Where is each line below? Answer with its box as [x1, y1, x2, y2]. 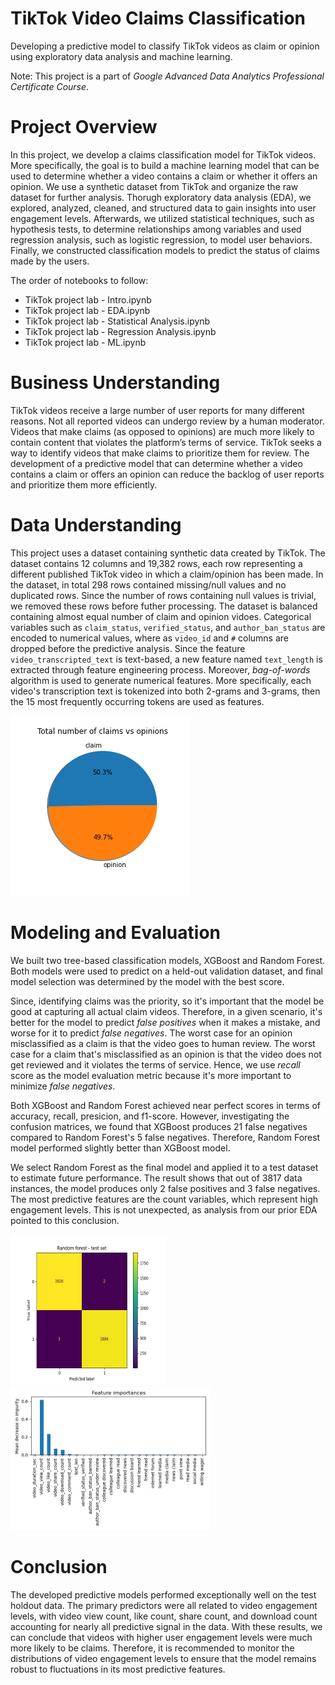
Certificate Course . [10, 80, 90, 92]
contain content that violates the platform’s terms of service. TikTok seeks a [10, 436, 322, 448]
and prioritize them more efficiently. [10, 478, 158, 491]
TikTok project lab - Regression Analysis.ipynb [24, 325, 217, 337]
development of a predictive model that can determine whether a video [10, 457, 303, 469]
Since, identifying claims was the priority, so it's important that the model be [10, 995, 325, 1007]
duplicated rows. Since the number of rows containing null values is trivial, [10, 589, 317, 601]
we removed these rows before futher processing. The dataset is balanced [10, 600, 318, 612]
